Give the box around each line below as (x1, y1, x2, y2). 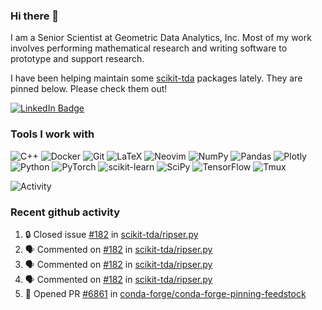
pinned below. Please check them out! (10, 83, 168, 95)
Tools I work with (10, 127, 95, 141)
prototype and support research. (10, 53, 145, 65)
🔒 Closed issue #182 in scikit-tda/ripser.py (24, 228, 199, 240)
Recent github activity (10, 205, 121, 219)
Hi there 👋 (10, 9, 60, 23)
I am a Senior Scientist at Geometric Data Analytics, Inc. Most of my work (10, 32, 312, 44)
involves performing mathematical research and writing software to (10, 42, 288, 54)
